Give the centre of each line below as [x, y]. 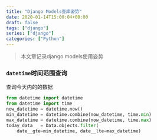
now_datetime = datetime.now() [45, 109]
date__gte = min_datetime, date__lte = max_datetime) [79, 131]
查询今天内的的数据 [30, 87]
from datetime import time [39, 104]
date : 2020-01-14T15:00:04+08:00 [47, 17]
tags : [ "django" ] [27, 28]
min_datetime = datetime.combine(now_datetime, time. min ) [79, 114]
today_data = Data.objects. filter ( [53, 125]
